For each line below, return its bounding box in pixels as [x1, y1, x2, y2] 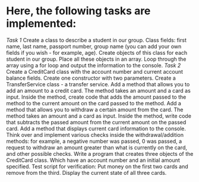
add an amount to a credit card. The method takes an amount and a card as [6, 87, 191, 94]
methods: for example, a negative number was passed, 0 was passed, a [6, 137, 182, 145]
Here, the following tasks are [6, 4, 151, 18]
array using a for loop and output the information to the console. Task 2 [6, 61, 181, 69]
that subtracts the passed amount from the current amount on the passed [6, 118, 187, 125]
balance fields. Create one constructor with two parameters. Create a [6, 74, 176, 81]
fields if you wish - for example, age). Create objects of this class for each [6, 49, 188, 56]
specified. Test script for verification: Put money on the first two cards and [6, 162, 188, 170]
